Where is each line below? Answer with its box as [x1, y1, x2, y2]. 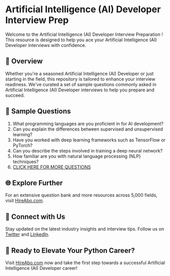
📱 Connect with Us [5, 212, 65, 221]
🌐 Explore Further [5, 179, 63, 187]
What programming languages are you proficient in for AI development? [12, 120, 164, 127]
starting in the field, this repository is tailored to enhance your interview [5, 76, 156, 82]
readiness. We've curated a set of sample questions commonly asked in [5, 81, 157, 87]
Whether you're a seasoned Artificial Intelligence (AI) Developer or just [5, 70, 154, 77]
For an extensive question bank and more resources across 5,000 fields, [5, 192, 158, 198]
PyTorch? [12, 142, 33, 148]
